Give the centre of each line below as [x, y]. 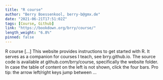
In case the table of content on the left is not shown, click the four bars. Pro [82, 67]
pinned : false [20, 38]
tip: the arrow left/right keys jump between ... [51, 72]
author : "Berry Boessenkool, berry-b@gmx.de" [53, 14]
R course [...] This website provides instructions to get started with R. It [77, 51]
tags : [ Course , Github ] [30, 23]
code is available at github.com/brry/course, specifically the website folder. [82, 62]
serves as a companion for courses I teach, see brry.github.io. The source [80, 56]
